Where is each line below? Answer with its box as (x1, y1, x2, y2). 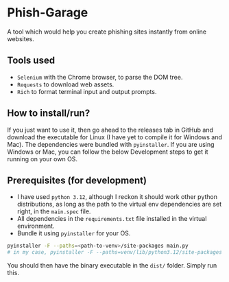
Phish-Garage (7, 5, 88, 21)
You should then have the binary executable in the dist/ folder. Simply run (7, 261, 217, 270)
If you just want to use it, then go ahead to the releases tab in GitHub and (7, 126, 214, 134)
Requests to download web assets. (16, 80, 114, 89)
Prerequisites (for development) (7, 174, 147, 186)
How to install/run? (7, 108, 91, 119)
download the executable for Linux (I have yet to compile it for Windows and (7, 132, 223, 141)
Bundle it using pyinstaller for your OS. (16, 229, 131, 237)
